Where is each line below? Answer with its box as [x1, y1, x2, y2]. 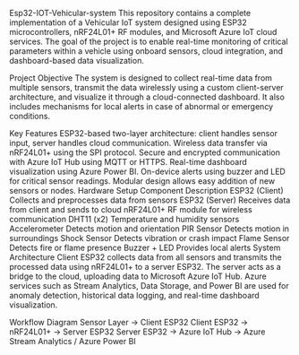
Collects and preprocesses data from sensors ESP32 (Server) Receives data [9, 195, 291, 205]
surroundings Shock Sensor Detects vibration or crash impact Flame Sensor [9, 233, 290, 243]
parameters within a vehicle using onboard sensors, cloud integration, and [9, 46, 284, 56]
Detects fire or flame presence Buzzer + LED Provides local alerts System [9, 242, 281, 253]
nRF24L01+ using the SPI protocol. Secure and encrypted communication [9, 147, 280, 158]
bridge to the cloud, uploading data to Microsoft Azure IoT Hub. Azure [9, 271, 267, 281]
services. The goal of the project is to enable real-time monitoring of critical [9, 36, 288, 47]
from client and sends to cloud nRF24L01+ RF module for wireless [9, 204, 252, 214]
